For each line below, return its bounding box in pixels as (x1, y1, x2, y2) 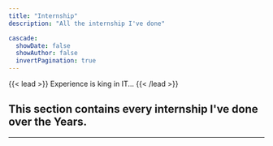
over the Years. (8, 115, 88, 129)
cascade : (8, 34, 38, 42)
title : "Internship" (8, 11, 79, 20)
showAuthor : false (15, 49, 79, 58)
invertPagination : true (15, 57, 96, 65)
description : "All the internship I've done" (8, 19, 165, 28)
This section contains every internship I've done (8, 102, 258, 116)
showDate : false (15, 41, 71, 49)
